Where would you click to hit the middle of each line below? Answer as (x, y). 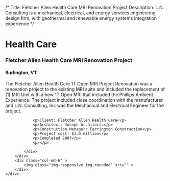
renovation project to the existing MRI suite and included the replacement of (85, 89)
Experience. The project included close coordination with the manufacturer (84, 100)
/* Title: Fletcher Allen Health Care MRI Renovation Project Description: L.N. (85, 7)
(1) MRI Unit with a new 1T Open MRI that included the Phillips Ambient (79, 95)
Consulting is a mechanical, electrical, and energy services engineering (80, 13)
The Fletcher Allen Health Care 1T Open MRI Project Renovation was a (79, 84)
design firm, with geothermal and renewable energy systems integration (81, 18)
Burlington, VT (21, 72)
